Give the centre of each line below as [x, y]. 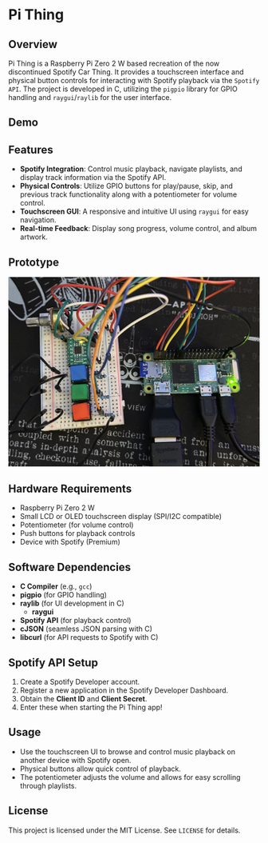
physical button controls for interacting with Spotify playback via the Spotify [134, 80]
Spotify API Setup [53, 663]
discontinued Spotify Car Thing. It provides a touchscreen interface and [126, 72]
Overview [33, 44]
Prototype [34, 262]
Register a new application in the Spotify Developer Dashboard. [124, 690]
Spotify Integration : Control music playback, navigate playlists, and [131, 169]
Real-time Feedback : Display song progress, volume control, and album [138, 229]
